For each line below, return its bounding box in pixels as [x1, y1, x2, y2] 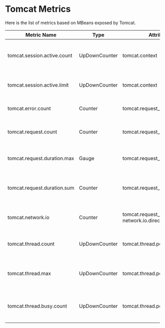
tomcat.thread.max [7, 270, 52, 277]
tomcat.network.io [7, 214, 50, 221]
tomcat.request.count [7, 128, 57, 135]
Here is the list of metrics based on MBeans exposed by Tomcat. [5, 20, 136, 26]
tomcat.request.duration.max [7, 155, 75, 162]
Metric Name [25, 31, 56, 38]
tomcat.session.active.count [7, 52, 73, 59]
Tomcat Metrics [5, 3, 71, 15]
